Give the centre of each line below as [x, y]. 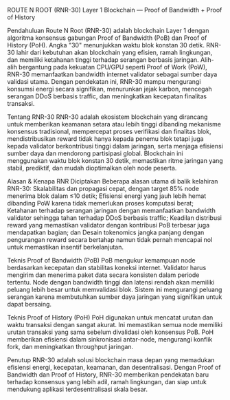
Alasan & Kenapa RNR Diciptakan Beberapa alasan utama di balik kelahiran [113, 181]
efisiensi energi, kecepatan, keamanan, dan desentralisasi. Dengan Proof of [114, 367]
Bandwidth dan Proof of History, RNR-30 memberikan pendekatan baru [108, 375]
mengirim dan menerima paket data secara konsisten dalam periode [103, 275]
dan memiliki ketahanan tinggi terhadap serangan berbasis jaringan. [103, 60]
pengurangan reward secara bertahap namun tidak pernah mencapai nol [110, 240]
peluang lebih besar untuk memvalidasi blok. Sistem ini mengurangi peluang [115, 289]
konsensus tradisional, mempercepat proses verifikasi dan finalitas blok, [109, 131]
